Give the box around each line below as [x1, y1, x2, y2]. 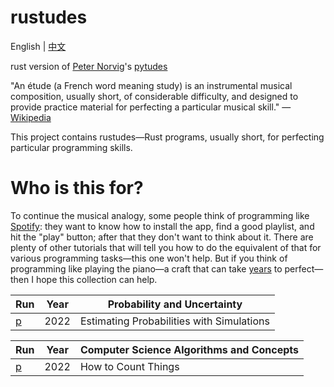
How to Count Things [79, 359, 180, 373]
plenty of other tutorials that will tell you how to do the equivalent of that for [10, 241, 322, 253]
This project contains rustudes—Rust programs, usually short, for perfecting [10, 131, 325, 143]
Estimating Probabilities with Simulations [79, 314, 270, 328]
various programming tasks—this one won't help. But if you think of [10, 252, 288, 264]
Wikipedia [10, 111, 52, 123]
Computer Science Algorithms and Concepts [79, 342, 300, 356]
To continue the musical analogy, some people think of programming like [10, 209, 310, 221]
